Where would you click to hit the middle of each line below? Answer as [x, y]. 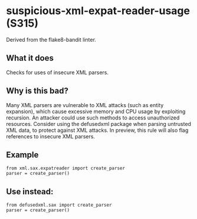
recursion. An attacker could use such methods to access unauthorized [93, 117]
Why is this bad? [37, 91]
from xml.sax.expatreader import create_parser [66, 168]
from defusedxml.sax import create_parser [59, 205]
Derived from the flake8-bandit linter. [51, 39]
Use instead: [30, 192]
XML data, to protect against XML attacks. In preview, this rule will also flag [97, 130]
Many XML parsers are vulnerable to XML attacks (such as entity [85, 105]
